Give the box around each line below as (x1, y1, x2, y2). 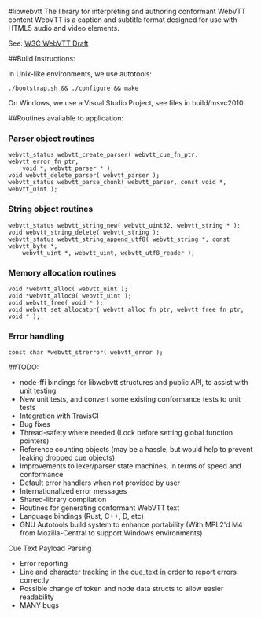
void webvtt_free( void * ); (8, 298, 104, 306)
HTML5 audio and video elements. (8, 24, 119, 32)
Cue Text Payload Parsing (8, 543, 92, 553)
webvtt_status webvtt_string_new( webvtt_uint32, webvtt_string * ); (8, 221, 241, 229)
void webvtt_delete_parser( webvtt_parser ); (8, 172, 160, 179)
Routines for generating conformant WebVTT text (19, 503, 180, 513)
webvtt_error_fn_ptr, (8, 157, 79, 166)
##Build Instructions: (8, 54, 76, 63)
